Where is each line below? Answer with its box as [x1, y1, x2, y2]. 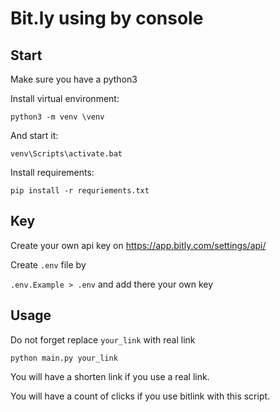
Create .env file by [10, 258, 87, 271]
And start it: [10, 130, 59, 141]
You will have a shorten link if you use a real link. [10, 370, 210, 382]
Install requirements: [10, 167, 95, 178]
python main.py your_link [10, 353, 118, 363]
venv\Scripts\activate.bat [10, 149, 123, 159]
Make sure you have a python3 [10, 73, 138, 85]
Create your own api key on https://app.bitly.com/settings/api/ [10, 239, 267, 251]
